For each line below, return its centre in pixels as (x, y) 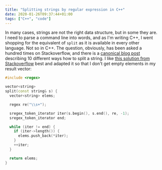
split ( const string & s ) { (31, 91)
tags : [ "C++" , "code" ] (28, 19)
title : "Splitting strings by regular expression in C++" (65, 10)
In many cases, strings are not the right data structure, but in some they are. (81, 33)
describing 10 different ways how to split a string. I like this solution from (77, 59)
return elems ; (24, 158)
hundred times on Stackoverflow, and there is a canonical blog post (72, 53)
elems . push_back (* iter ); (43, 136)
